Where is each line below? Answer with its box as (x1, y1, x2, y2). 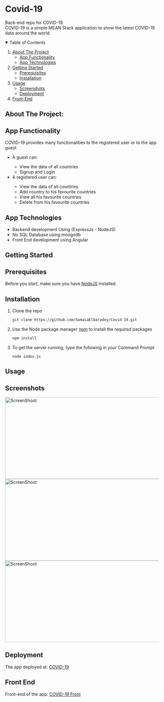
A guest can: (12, 154, 38, 160)
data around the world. (5, 30, 51, 36)
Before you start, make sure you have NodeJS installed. (5, 281, 117, 287)
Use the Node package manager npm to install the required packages (12, 326, 152, 332)
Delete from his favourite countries (19, 199, 89, 205)
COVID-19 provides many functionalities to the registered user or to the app (5, 140, 157, 145)
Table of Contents (9, 39, 45, 45)
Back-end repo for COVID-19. (5, 20, 64, 25)
